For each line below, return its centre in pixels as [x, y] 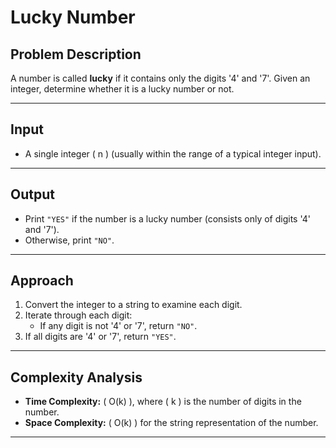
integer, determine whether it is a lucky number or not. [122, 89]
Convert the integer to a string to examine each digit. [133, 305]
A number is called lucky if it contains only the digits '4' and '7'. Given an [160, 78]
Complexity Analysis [76, 377]
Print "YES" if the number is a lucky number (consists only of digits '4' [167, 218]
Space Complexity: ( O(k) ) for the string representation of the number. [171, 423]
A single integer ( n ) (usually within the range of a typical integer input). [173, 153]
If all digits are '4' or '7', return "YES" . [100, 337]
